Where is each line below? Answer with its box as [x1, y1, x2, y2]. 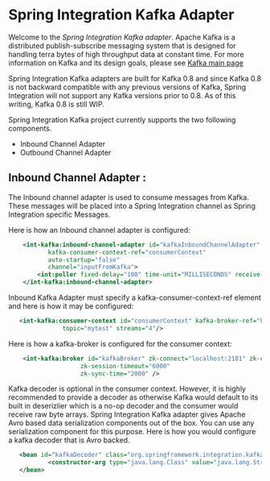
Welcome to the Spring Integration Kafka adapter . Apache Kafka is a [8, 32, 235, 42]
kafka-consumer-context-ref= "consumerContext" [47, 248, 207, 256]
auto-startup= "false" [47, 255, 121, 263]
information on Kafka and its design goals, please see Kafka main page [8, 58, 243, 68]
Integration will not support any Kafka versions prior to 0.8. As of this [8, 90, 236, 100]
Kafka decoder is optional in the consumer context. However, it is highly [8, 384, 247, 394]
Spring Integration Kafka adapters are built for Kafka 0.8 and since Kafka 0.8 [8, 73, 262, 83]
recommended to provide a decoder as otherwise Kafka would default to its [8, 392, 259, 402]
